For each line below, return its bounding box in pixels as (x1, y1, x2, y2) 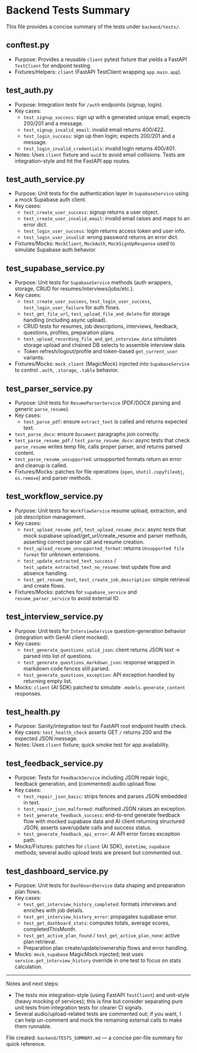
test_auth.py (6, 85, 54, 95)
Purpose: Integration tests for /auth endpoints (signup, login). (14, 101, 163, 108)
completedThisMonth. (23, 926, 77, 933)
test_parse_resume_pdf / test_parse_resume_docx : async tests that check (14, 437, 190, 443)
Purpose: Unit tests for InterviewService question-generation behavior (14, 627, 186, 634)
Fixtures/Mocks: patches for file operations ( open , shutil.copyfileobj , (14, 468, 185, 475)
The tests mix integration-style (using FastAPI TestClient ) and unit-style (14, 992, 189, 999)
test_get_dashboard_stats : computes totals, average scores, (23, 919, 170, 926)
